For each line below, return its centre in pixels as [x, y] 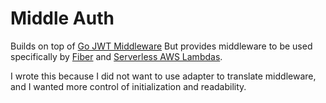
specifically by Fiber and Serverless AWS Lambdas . [116, 56]
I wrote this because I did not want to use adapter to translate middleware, [163, 76]
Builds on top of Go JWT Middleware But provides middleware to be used [161, 46]
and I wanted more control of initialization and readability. [128, 86]
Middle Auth [62, 18]
